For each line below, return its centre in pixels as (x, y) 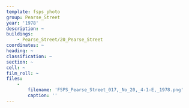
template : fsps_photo (33, 12)
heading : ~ (20, 51)
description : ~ (25, 28)
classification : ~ (29, 56)
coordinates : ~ (25, 46)
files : (14, 79)
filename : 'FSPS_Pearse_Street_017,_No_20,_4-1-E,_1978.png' (106, 90)
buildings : (20, 34)
